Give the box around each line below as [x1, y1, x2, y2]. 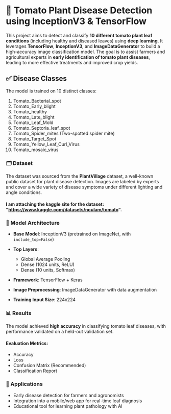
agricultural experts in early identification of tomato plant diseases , [6, 54, 150, 60]
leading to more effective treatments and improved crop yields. [6, 59, 138, 65]
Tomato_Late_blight [13, 114, 55, 120]
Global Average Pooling [20, 256, 70, 262]
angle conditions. [6, 189, 42, 196]
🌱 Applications [6, 380, 43, 387]
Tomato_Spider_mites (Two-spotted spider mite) [13, 130, 115, 136]
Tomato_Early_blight [13, 103, 56, 109]
